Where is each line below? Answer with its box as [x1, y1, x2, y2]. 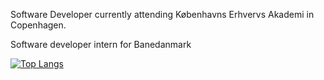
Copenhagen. [10, 19, 67, 31]
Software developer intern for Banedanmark [10, 39, 192, 50]
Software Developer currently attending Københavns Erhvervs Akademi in [10, 9, 315, 20]
